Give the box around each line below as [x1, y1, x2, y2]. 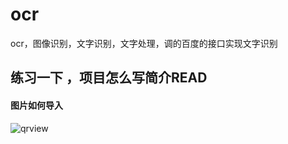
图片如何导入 [10, 99, 63, 111]
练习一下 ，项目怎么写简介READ [10, 69, 208, 87]
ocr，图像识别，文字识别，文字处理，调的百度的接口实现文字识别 [10, 37, 278, 49]
